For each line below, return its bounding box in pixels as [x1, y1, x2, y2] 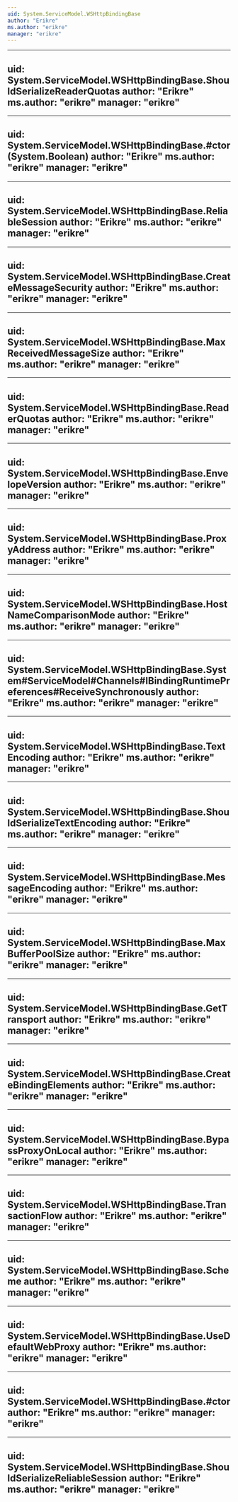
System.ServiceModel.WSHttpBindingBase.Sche [7, 1264, 229, 1276]
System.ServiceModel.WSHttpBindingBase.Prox [7, 533, 227, 545]
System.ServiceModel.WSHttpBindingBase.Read [7, 401, 229, 413]
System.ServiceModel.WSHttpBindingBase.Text [7, 740, 226, 752]
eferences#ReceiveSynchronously [7, 686, 164, 698]
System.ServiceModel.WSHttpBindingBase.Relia [7, 205, 229, 217]
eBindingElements [7, 1079, 90, 1091]
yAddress [7, 544, 51, 556]
